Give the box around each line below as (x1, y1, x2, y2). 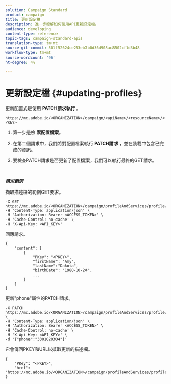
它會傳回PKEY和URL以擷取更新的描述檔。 (5, 346, 93, 352)
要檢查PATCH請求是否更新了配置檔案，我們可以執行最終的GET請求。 (12, 157, 157, 163)
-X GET (5, 199, 19, 204)
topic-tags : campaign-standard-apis (5, 36, 83, 41)
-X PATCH (5, 306, 24, 311)
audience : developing (5, 26, 51, 32)
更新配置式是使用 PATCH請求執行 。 (5, 105, 81, 112)
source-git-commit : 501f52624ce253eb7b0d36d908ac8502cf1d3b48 (5, 45, 140, 50)
